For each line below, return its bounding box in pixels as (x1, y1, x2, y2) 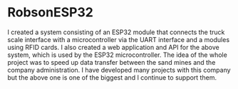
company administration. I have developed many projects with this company (7, 66, 231, 74)
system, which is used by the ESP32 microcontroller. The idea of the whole (7, 51, 228, 59)
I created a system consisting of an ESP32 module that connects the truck (7, 28, 225, 36)
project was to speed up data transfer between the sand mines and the (7, 58, 216, 66)
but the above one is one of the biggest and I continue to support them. (7, 73, 217, 82)
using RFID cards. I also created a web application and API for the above (7, 43, 219, 51)
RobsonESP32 (7, 4, 94, 21)
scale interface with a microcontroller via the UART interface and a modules (7, 35, 230, 43)
